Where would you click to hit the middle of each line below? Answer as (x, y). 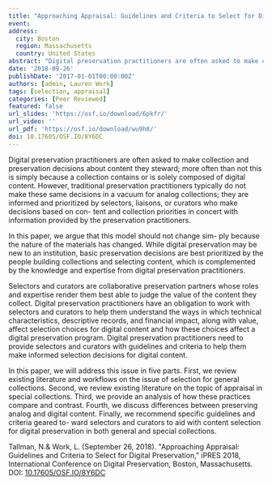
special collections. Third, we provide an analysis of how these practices (130, 396)
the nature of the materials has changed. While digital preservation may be (133, 244)
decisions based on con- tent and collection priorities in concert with (123, 211)
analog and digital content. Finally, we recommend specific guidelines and (132, 414)
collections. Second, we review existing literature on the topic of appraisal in (136, 388)
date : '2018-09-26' (41, 69)
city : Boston (38, 39)
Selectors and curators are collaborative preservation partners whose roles (134, 285)
